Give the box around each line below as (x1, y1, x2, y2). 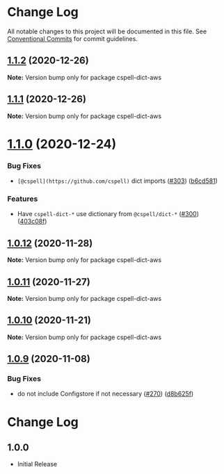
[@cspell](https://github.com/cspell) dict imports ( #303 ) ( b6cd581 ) (17, 177, 218, 185)
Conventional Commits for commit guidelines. (7, 34, 138, 42)
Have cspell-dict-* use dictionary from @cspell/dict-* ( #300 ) (17, 210, 200, 218)
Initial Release (17, 460, 58, 468)
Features (7, 194, 38, 204)
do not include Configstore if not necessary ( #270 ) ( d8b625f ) (17, 390, 194, 398)
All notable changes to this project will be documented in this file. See (7, 27, 207, 35)
